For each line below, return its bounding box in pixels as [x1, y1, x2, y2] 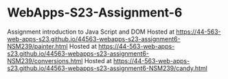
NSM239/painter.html [7, 42, 68, 50]
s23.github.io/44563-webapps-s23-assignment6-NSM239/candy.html [7, 64, 208, 72]
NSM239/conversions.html [7, 56, 83, 65]
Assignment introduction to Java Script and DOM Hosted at [7, 27, 175, 36]
